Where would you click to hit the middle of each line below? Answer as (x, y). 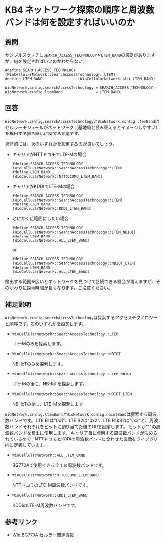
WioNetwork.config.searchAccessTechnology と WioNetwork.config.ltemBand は (82, 121)
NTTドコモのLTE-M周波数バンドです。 (51, 485)
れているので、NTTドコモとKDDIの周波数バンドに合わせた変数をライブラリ (82, 439)
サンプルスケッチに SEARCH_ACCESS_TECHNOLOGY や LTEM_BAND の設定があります (80, 55)
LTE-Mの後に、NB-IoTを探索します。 (49, 384)
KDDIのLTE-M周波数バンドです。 (46, 505)
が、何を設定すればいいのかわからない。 (46, 61)
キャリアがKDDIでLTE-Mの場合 (44, 186)
